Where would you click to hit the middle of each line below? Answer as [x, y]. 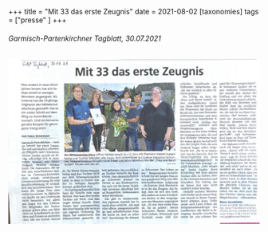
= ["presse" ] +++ [37, 20]
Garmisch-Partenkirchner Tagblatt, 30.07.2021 [85, 38]
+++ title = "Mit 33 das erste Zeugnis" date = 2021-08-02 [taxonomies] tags [134, 12]
